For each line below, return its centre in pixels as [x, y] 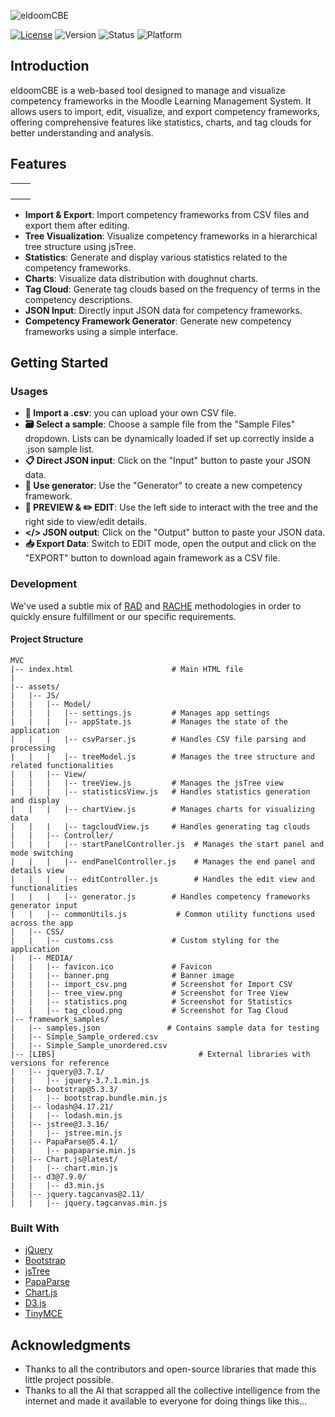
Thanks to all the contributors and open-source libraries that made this [170, 1369]
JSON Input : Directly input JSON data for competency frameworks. [163, 310]
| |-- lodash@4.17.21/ [62, 1106]
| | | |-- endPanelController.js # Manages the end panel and [162, 861]
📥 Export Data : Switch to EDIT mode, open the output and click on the [170, 544]
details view [37, 870]
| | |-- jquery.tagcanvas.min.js [89, 1203]
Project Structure [47, 639]
